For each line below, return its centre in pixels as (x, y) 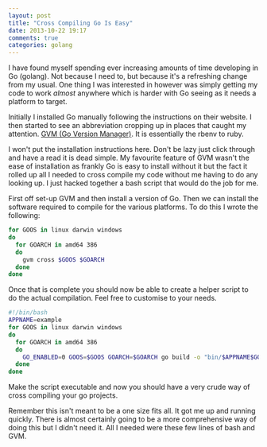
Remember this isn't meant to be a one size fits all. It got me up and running (132, 411)
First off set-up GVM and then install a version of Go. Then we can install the (133, 199)
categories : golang (41, 45)
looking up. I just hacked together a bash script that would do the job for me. (133, 183)
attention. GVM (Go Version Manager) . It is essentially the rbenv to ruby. (126, 134)
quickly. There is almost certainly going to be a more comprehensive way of (132, 419)
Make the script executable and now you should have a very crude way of (129, 387)
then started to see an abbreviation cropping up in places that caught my (128, 126)
